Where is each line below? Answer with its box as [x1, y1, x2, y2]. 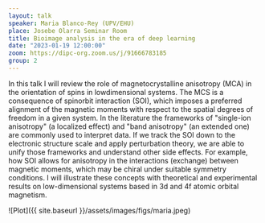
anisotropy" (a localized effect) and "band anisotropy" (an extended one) [8, 122, 251, 131]
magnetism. [8, 190, 47, 200]
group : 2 [8, 57, 38, 65]
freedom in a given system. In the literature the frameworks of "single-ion [8, 113, 251, 122]
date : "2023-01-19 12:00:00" [8, 42, 106, 50]
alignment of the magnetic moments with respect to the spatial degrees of [8, 104, 254, 114]
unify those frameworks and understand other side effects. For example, [8, 147, 248, 157]
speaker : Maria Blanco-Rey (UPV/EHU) [8, 19, 135, 27]
